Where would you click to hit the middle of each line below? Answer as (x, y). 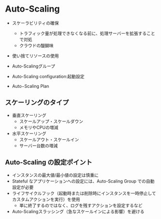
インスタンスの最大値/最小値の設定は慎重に (55, 175)
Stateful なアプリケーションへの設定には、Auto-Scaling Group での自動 (83, 181)
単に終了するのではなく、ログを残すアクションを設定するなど (81, 205)
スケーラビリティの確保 (35, 23)
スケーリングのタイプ (37, 103)
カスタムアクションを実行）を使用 (46, 199)
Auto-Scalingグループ (33, 66)
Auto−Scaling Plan (31, 86)
